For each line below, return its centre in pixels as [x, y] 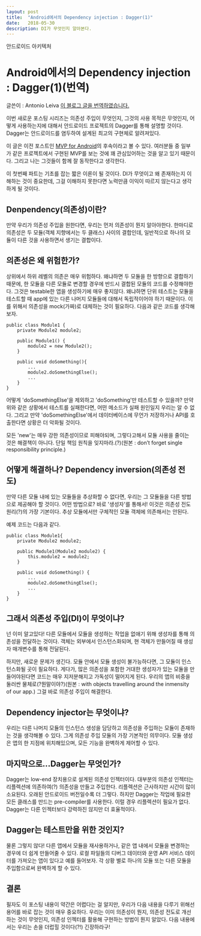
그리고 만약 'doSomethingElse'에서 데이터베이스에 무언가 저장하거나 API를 [101, 415]
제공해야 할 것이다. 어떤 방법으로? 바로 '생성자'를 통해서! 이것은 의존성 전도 [104, 504]
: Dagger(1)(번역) [48, 88]
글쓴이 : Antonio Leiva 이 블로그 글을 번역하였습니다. [68, 106]
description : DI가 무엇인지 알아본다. [49, 28]
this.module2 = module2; [59, 556]
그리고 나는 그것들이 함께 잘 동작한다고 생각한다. [70, 161]
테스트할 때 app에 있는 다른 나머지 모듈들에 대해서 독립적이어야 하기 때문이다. [97, 299]
